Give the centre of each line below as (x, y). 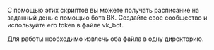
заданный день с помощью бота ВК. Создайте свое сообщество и (107, 18)
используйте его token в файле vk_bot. (65, 25)
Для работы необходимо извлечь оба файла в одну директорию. (106, 39)
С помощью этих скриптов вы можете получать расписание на (103, 10)
